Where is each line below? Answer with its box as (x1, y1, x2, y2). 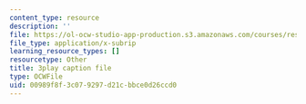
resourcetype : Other (9, 55, 88, 64)
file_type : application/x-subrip (9, 38, 137, 48)
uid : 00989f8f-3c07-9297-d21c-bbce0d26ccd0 (9, 80, 178, 90)
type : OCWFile (9, 72, 64, 81)
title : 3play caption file (9, 64, 112, 73)
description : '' (9, 22, 71, 31)
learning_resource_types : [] (9, 47, 120, 56)
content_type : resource (9, 13, 100, 23)
